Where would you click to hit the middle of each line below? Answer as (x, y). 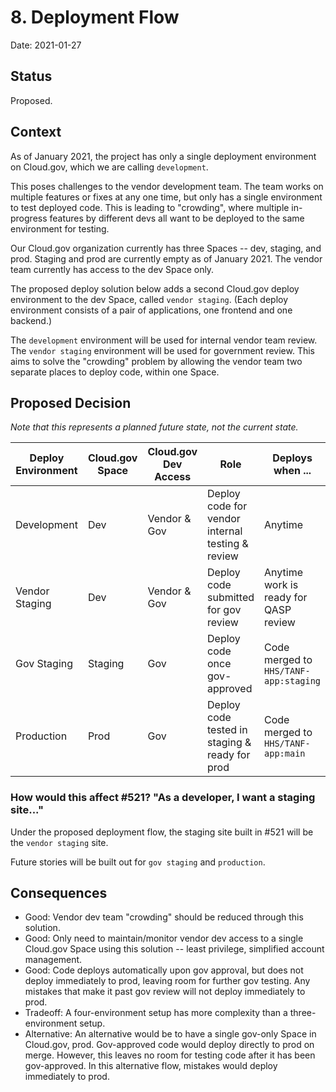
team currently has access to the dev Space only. (112, 269)
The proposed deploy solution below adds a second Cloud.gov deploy (155, 288)
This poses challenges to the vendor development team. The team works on (167, 186)
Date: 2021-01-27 (46, 45)
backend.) (31, 320)
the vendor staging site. (59, 842)
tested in (227, 730)
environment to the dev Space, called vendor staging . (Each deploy (149, 299)
